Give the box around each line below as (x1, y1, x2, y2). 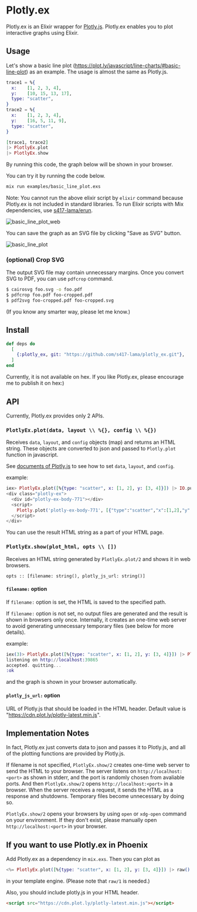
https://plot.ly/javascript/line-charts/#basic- (74, 62, 181, 69)
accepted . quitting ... (6, 662, 62, 668)
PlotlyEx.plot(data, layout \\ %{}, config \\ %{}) (6, 427, 157, 433)
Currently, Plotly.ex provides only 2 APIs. (6, 412, 104, 419)
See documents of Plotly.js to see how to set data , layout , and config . (6, 463, 175, 470)
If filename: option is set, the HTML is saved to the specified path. (6, 598, 167, 606)
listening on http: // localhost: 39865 (6, 657, 98, 663)
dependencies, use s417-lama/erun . (6, 207, 93, 213)
